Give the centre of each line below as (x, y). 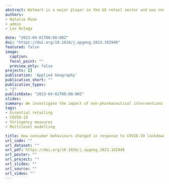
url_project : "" (22, 159)
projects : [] (19, 71)
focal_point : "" (27, 61)
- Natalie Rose (21, 19)
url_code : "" (19, 141)
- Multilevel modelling (30, 127)
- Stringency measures (29, 122)
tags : (11, 108)
